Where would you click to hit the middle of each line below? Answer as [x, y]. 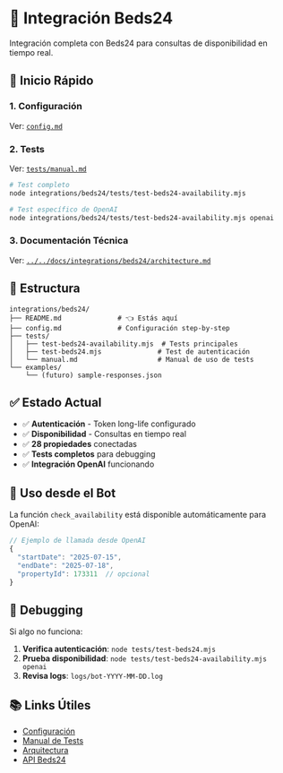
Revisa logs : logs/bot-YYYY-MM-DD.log [93, 676]
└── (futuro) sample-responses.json [94, 375]
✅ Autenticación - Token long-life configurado [109, 424]
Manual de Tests [53, 741]
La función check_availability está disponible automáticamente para [138, 515]
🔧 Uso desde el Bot [63, 493]
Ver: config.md [36, 125]
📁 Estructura [45, 289]
